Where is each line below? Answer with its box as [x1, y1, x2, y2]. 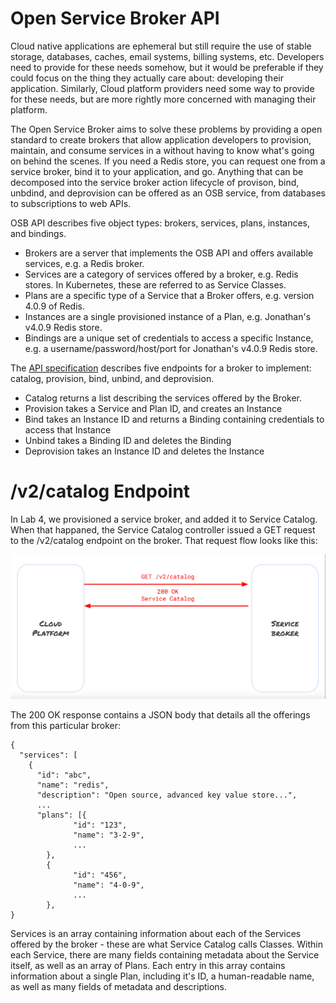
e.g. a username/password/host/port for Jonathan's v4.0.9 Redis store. [24, 342, 318, 354]
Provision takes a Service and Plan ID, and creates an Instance [24, 402, 283, 414]
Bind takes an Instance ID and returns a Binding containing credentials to [24, 413, 325, 425]
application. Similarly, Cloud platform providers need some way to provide [10, 82, 315, 94]
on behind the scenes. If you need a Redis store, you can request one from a [10, 155, 326, 167]
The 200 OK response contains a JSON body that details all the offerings [10, 708, 311, 721]
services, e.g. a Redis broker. [24, 257, 145, 269]
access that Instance [24, 423, 112, 436]
